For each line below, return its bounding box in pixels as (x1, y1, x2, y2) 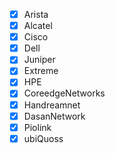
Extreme (23, 65, 59, 77)
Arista (23, 9, 49, 20)
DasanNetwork (23, 110, 86, 122)
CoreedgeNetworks (23, 87, 106, 99)
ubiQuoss (23, 132, 64, 144)
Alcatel (23, 20, 53, 32)
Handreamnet (23, 99, 81, 111)
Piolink (23, 121, 52, 133)
